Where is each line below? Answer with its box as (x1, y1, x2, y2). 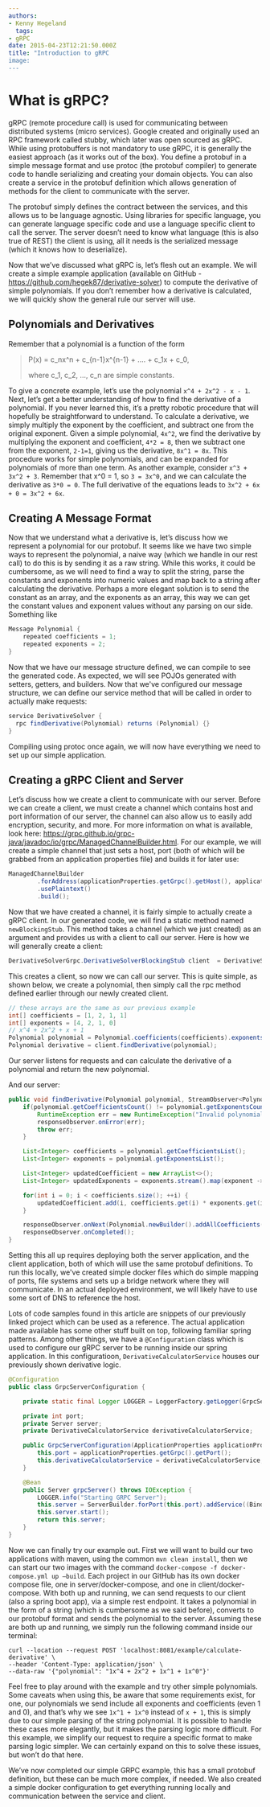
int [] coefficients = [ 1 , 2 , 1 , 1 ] (8, 1011, 128, 1020)
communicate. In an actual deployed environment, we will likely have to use (8, 1284, 258, 1294)
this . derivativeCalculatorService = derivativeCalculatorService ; (37, 1456, 264, 1464)
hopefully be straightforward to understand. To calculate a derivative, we (8, 411, 250, 421)
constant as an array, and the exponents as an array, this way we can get (8, 593, 251, 602)
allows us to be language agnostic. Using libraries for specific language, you (8, 210, 261, 220)
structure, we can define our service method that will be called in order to (8, 688, 252, 697)
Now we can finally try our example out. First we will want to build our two (8, 1545, 253, 1554)
